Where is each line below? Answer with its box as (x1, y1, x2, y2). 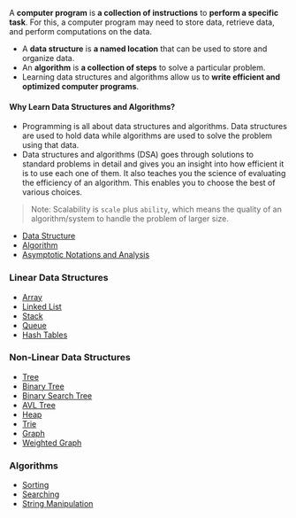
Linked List (21, 301, 62, 312)
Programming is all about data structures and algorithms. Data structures (21, 121, 287, 132)
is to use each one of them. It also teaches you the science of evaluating (21, 168, 286, 179)
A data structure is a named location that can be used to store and (21, 43, 268, 54)
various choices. (21, 187, 82, 197)
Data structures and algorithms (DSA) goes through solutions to (21, 150, 254, 160)
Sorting (21, 480, 49, 491)
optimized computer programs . (21, 81, 140, 91)
